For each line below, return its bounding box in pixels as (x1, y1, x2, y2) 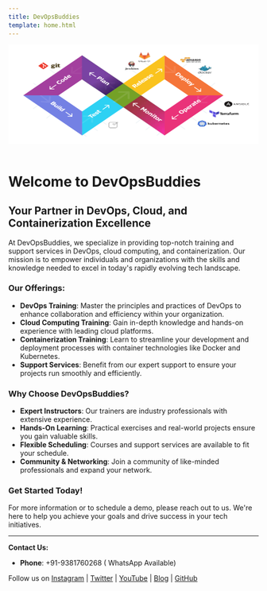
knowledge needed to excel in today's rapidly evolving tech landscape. (8, 263, 241, 272)
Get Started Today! (8, 485, 83, 496)
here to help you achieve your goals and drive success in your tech (8, 512, 228, 521)
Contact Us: (8, 543, 49, 552)
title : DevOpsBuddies (8, 13, 80, 21)
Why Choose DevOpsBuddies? (8, 388, 130, 399)
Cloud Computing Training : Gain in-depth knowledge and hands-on (19, 318, 244, 327)
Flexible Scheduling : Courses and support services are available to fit (19, 440, 250, 450)
